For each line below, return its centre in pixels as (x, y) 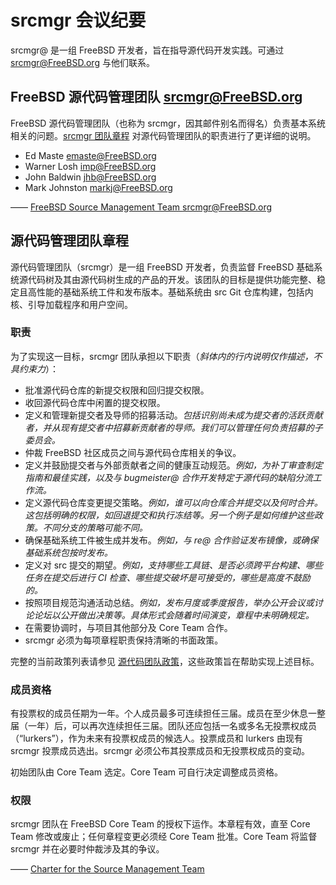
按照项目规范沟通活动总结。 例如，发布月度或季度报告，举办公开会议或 (169, 602)
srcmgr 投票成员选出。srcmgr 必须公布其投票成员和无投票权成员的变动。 (160, 751)
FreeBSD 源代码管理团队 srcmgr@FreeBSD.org (156, 97)
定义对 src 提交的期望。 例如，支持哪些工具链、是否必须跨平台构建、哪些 (174, 565)
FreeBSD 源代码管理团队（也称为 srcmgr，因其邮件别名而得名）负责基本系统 (168, 123)
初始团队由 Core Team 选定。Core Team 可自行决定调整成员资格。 (147, 772)
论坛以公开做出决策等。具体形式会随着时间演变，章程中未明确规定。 (174, 615)
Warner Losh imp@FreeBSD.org (90, 166)
